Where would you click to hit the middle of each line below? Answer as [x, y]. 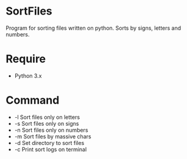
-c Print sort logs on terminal [51, 149]
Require [26, 59]
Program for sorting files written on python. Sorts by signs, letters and [94, 28]
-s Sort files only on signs [47, 123]
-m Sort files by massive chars [53, 136]
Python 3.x [28, 76]
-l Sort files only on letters [47, 117]
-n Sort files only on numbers [51, 130]
